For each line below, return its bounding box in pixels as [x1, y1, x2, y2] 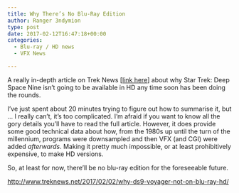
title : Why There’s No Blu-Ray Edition [7, 10, 126, 18]
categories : [7, 37, 43, 44]
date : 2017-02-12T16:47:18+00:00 [7, 30, 107, 38]
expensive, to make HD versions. [7, 150, 104, 158]
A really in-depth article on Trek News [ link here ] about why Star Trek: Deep [7, 75, 230, 84]
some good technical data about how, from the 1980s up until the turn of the [7, 127, 230, 136]
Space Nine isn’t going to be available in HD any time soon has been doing [7, 83, 226, 92]
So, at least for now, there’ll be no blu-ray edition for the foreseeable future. [7, 163, 229, 172]
